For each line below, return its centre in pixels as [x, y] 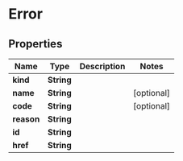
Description [102, 66]
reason [26, 119]
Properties [35, 44]
